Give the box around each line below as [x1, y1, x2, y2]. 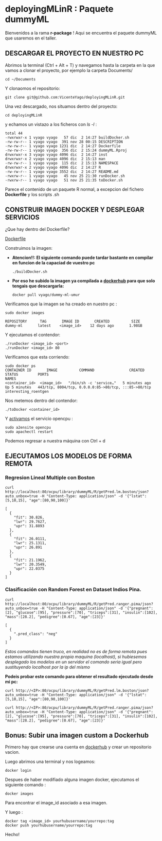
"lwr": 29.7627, [14, 520, 47, 524]
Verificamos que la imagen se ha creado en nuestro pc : [5, 301, 117, 307]
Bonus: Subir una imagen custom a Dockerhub [5, 731, 149, 740]
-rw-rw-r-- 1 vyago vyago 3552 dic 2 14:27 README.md [5, 169, 119, 174]
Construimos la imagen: [5, 245, 53, 251]
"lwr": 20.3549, [14, 562, 47, 567]
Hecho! [5, 832, 20, 838]
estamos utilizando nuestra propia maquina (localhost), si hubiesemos [5, 654, 147, 660]
